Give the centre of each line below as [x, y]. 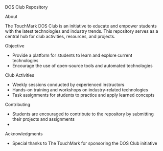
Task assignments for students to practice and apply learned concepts [83, 95]
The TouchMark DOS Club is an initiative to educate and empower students [81, 26]
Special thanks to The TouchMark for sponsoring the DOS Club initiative [85, 143]
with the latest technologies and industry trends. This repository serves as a [81, 31]
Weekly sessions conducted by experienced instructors [68, 85]
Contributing [18, 104]
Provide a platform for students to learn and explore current [72, 55]
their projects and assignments [43, 119]
